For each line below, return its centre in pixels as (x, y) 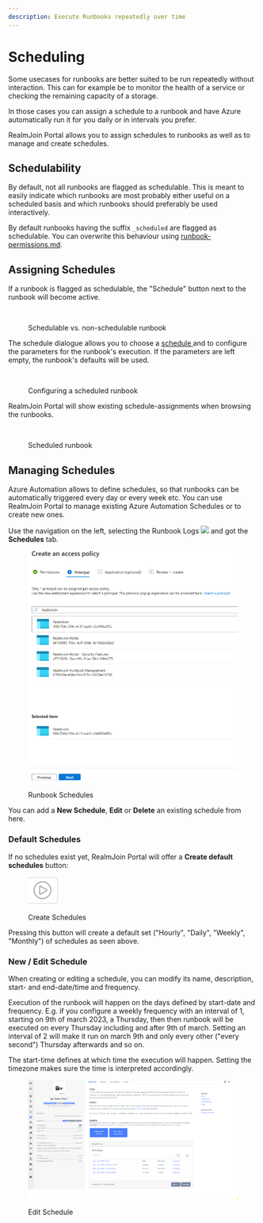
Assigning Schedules (62, 269)
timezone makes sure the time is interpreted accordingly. (101, 1068)
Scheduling (47, 57)
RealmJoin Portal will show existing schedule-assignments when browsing (130, 406)
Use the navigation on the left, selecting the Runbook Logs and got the (128, 531)
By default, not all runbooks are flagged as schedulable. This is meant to (126, 187)
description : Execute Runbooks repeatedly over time (97, 17)
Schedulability (45, 168)
